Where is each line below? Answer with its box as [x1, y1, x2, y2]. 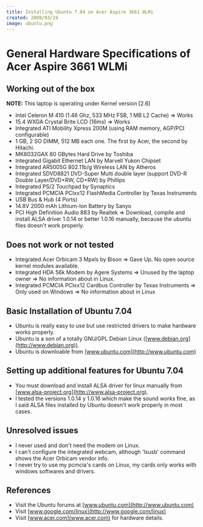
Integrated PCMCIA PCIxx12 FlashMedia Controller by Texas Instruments [15, 190, 197, 197]
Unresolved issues [6, 425, 79, 436]
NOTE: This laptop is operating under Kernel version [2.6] [6, 100, 151, 107]
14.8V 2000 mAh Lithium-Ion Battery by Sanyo [15, 203, 132, 210]
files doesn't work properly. [15, 222, 84, 229]
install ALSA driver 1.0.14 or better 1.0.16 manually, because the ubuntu [15, 215, 191, 223]
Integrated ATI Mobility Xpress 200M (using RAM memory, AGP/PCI [15, 124, 185, 132]
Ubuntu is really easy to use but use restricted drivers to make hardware [15, 322, 196, 329]
